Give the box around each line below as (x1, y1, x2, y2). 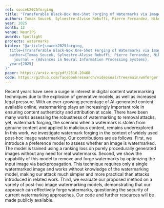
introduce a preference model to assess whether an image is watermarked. (5, 140, 156, 146)
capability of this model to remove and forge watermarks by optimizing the (5, 155, 155, 161)
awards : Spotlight (5, 35, 42, 39)
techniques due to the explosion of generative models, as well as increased (5, 94, 157, 99)
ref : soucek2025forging (5, 7, 54, 12)
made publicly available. (5, 197, 54, 203)
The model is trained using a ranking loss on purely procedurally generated (5, 145, 156, 151)
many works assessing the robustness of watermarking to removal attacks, (5, 114, 156, 120)
